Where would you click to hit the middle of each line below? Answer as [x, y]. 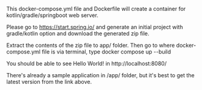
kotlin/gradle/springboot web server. [52, 15]
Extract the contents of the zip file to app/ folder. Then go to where [91, 45]
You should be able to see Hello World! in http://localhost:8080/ [87, 64]
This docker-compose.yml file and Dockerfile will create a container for [96, 9]
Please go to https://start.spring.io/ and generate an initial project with [95, 27]
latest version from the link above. [49, 82]
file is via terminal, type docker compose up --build [107, 52]
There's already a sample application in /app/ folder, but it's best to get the [100, 75]
